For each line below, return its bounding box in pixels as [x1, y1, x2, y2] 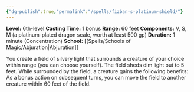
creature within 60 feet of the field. [6, 80, 91, 87]
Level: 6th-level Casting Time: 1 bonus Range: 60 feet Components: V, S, [6, 25, 187, 32]
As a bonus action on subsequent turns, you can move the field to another [6, 74, 186, 81]
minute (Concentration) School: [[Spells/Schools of [6, 37, 131, 44]
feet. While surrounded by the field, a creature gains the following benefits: [6, 67, 189, 74]
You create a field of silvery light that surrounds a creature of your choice [6, 55, 185, 62]
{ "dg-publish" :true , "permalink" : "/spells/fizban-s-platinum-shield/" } [6, 8, 183, 15]
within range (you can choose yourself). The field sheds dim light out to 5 [6, 61, 185, 68]
